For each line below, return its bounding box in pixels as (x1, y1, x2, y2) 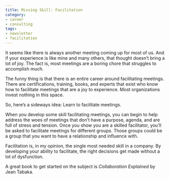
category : (5, 12, 26, 17)
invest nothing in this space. (5, 92, 64, 98)
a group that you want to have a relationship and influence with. (5, 133, 139, 139)
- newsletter (5, 31, 33, 36)
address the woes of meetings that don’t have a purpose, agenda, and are (5, 117, 160, 123)
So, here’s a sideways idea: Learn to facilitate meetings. (5, 101, 122, 108)
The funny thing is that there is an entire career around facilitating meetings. (5, 76, 164, 82)
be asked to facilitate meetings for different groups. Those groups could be (5, 127, 162, 133)
